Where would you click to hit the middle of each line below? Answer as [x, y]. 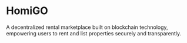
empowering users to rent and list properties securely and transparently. [93, 33]
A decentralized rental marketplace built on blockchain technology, [87, 27]
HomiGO [27, 11]
